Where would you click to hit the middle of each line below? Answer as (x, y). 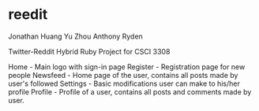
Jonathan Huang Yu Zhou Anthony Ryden (76, 36)
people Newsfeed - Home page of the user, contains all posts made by (123, 75)
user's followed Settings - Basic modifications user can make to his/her (124, 83)
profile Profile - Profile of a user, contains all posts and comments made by (130, 91)
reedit (28, 15)
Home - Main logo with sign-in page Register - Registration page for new (127, 67)
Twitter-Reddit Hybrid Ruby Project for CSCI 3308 (89, 51)
